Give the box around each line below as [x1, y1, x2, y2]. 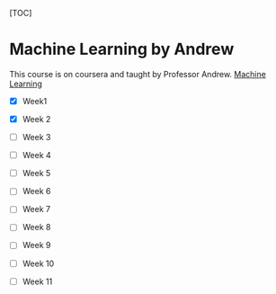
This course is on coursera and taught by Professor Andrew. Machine [9, 68, 267, 79]
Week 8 [22, 222, 51, 233]
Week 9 [22, 240, 51, 251]
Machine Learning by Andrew [9, 40, 235, 59]
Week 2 [22, 114, 51, 124]
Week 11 [22, 276, 53, 287]
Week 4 [22, 150, 51, 161]
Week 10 [22, 258, 55, 269]
